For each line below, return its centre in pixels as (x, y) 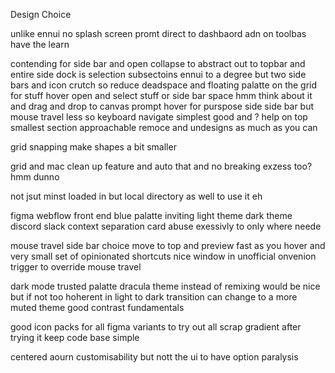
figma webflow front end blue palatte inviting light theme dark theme (151, 215)
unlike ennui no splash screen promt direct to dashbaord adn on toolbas (158, 33)
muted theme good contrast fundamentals (97, 307)
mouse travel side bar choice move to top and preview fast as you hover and (168, 245)
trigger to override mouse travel (76, 267)
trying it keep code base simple (75, 337)
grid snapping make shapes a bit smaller (93, 147)
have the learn (40, 44)
